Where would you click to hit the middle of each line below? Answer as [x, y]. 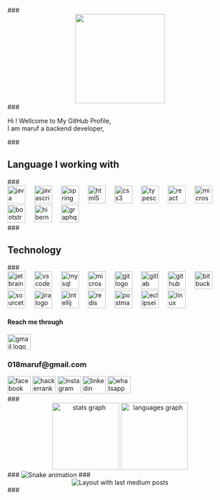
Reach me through [35, 322]
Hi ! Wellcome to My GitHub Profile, [59, 121]
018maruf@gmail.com [47, 364]
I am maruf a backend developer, [56, 128]
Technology [35, 250]
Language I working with [64, 164]
